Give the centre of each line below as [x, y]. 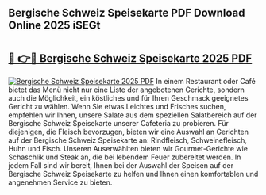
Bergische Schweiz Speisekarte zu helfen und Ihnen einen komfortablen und [133, 174]
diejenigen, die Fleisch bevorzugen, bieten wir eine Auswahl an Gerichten [128, 132]
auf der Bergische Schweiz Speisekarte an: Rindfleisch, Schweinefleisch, [128, 140]
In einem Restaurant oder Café [206, 81]
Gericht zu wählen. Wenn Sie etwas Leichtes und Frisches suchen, [117, 107]
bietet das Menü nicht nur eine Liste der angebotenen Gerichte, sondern [126, 90]
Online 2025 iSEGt [54, 26]
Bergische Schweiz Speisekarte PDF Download [127, 13]
